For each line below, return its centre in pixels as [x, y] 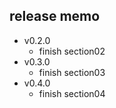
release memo [55, 16]
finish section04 [72, 93]
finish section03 [72, 72]
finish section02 [72, 51]
